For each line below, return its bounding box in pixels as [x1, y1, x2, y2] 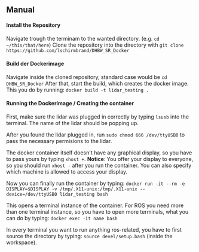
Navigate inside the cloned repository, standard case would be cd [6, 73, 167, 80]
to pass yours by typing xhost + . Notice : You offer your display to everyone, [6, 156, 194, 162]
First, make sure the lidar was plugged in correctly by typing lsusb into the [6, 113, 189, 120]
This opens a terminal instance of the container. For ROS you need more [6, 202, 184, 209]
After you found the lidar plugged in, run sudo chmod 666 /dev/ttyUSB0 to [6, 131, 185, 138]
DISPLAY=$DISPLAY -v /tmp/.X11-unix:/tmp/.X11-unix [6, 186, 137, 192]
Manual [6, 5, 35, 15]
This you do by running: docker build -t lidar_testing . [6, 86, 149, 93]
